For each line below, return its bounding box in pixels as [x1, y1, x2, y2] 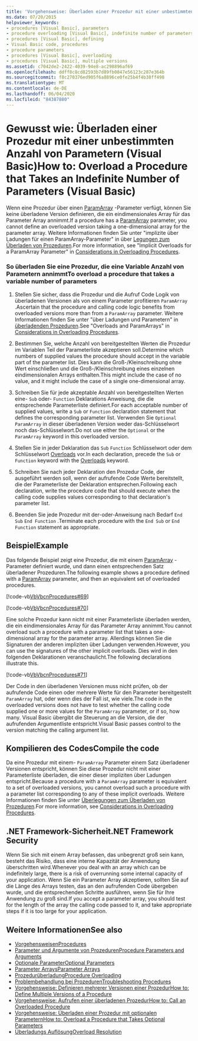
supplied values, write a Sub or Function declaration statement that [14, 408, 176, 415]
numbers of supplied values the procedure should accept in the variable [14, 352, 190, 359]
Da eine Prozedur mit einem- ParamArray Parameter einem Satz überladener [6, 759, 190, 766]
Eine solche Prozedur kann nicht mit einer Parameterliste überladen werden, [6, 616, 191, 623]
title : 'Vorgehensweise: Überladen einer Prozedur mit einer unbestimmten [6, 8, 194, 15]
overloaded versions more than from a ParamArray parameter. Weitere [14, 309, 184, 316]
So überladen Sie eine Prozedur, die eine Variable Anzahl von [6, 263, 184, 271]
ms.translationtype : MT [6, 80, 65, 86]
